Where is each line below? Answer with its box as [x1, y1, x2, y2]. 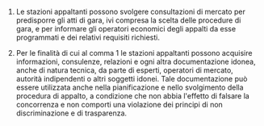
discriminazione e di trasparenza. [15, 108, 128, 118]
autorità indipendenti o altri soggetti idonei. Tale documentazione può [15, 74, 248, 83]
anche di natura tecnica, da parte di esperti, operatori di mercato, [15, 65, 234, 75]
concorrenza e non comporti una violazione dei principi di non [15, 100, 224, 109]
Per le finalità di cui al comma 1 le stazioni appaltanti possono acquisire [15, 48, 253, 57]
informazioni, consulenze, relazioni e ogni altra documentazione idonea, [15, 57, 256, 66]
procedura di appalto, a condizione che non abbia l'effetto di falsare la [15, 91, 250, 100]
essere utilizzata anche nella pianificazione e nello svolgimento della [15, 82, 244, 92]
